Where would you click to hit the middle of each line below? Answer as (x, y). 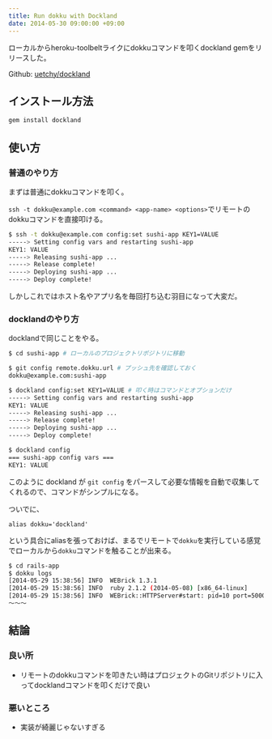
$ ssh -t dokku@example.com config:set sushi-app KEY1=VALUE (114, 234)
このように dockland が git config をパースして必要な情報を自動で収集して (134, 482)
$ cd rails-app (34, 566)
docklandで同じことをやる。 (56, 338)
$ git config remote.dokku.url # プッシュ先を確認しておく (102, 368)
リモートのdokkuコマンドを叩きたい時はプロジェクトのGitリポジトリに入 (141, 675)
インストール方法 (51, 101)
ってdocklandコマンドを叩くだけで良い (85, 685)
